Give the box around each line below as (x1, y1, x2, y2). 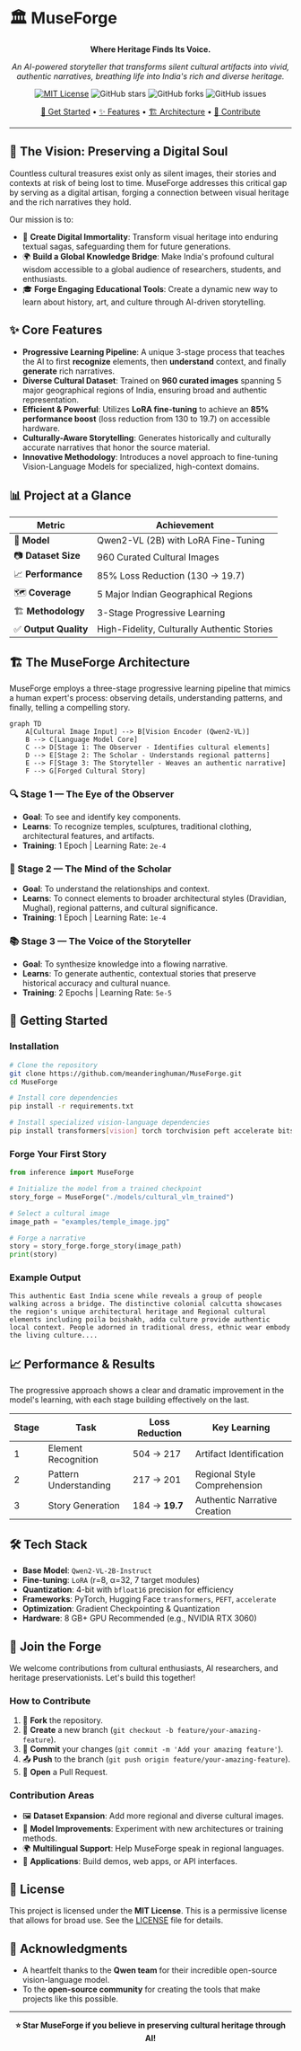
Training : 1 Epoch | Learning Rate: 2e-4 (21, 840, 167, 851)
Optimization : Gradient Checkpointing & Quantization (21, 1604, 220, 1614)
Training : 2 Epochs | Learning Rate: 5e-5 (21, 987, 172, 998)
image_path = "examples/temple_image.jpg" (9, 1217, 170, 1226)
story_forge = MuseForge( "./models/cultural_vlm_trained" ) (9, 1192, 235, 1201)
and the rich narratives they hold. (9, 196, 132, 208)
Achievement (155, 519, 215, 532)
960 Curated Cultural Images (97, 551, 219, 563)
